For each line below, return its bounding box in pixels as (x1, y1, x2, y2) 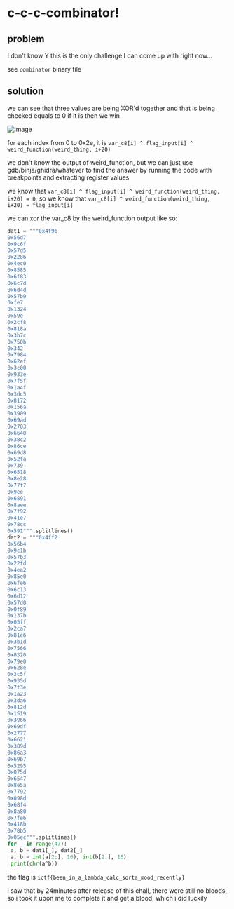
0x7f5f (7, 377, 27, 384)
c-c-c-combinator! (7, 5, 119, 21)
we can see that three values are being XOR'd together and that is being (7, 104, 215, 112)
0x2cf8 (7, 319, 27, 326)
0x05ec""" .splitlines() (7, 834, 77, 841)
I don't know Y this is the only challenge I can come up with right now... (7, 51, 213, 60)
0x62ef (7, 358, 27, 365)
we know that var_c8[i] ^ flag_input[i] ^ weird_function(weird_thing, (7, 187, 221, 195)
